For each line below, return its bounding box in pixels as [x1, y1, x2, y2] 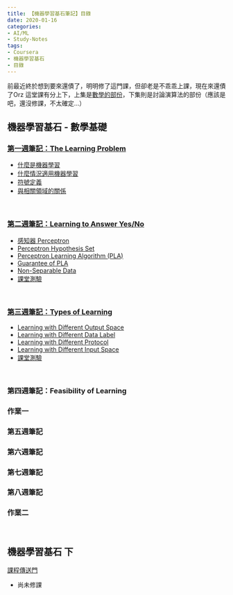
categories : [7, 23, 42, 30]
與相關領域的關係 [17, 187, 67, 195]
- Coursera [7, 49, 39, 56]
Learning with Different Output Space [17, 323, 125, 331]
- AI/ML [7, 29, 30, 37]
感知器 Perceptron [17, 236, 69, 245]
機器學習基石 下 [7, 546, 74, 558]
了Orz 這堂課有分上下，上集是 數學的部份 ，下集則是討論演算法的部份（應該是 [7, 90, 226, 98]
